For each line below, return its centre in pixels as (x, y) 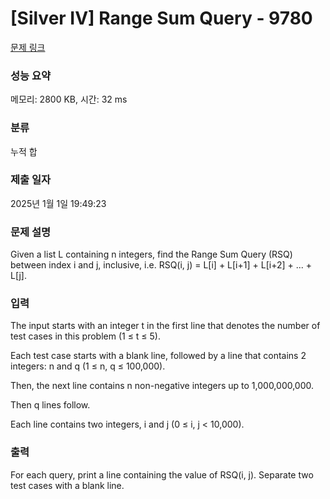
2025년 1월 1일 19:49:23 (58, 203)
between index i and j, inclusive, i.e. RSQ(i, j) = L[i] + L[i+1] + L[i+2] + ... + (161, 265)
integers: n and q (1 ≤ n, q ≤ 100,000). (88, 366)
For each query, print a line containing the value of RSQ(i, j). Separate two (162, 474)
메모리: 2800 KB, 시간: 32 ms (69, 99)
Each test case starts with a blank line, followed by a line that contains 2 (158, 356)
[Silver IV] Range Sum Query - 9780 (161, 18)
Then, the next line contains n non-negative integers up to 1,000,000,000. (162, 386)
